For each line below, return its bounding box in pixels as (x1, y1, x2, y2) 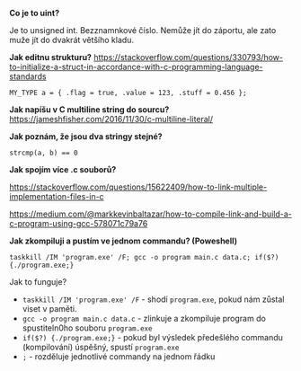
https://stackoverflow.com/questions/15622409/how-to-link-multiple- (9, 181, 268, 192)
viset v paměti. (22, 304, 77, 314)
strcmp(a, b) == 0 (9, 148, 78, 157)
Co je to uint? (9, 8, 60, 18)
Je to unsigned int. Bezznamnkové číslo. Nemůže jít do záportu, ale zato (9, 25, 277, 35)
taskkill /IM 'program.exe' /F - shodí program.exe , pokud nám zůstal (22, 294, 285, 305)
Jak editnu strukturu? (9, 52, 93, 62)
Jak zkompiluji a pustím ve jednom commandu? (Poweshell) (9, 235, 238, 246)
